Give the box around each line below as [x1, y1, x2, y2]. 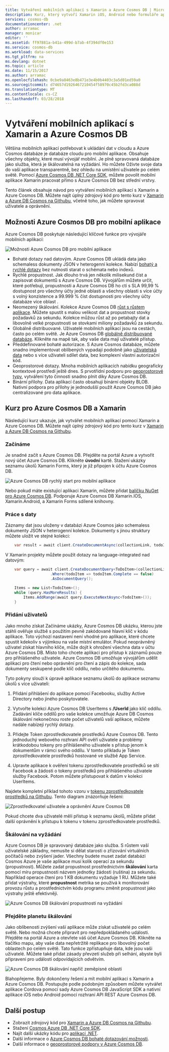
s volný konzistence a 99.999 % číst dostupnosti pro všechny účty [12, 293, 151, 299]
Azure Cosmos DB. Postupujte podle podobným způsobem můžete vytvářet [5, 981, 162, 987]
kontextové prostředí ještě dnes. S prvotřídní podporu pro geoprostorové [12, 368, 163, 374]
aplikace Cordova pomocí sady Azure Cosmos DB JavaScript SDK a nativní [5, 987, 161, 993]
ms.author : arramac [5, 73, 46, 78]
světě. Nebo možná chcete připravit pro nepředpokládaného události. [5, 929, 149, 936]
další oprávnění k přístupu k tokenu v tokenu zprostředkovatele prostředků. [5, 818, 161, 824]
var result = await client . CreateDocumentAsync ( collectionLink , [14, 543, 152, 548]
